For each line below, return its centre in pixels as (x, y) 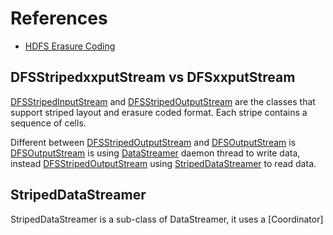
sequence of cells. (48, 123)
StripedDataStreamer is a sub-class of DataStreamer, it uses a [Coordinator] (167, 219)
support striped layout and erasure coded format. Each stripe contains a (159, 112)
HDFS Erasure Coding (70, 46)
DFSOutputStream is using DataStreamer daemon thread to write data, (155, 153)
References (59, 18)
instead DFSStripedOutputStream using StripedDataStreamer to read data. (163, 163)
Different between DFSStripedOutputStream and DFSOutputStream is (153, 142)
